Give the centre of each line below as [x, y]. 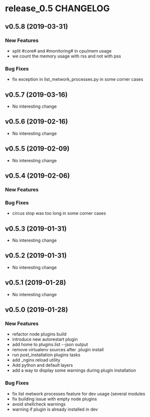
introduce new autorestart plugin [45, 340]
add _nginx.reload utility [36, 360]
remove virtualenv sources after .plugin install [58, 350]
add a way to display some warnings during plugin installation [74, 370]
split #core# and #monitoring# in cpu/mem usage [62, 51]
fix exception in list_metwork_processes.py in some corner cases [78, 79]
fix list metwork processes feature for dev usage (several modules [78, 394]
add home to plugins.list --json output [50, 344]
